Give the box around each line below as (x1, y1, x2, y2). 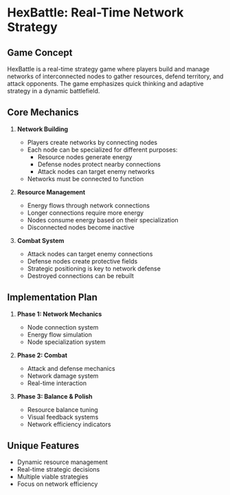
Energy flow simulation (27, 330, 93, 338)
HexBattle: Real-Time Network (7, 5, 184, 21)
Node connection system (27, 323, 99, 331)
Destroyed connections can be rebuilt (27, 271, 134, 279)
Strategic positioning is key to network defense (27, 264, 161, 273)
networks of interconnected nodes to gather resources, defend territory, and (7, 72, 224, 80)
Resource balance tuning (27, 405, 98, 413)
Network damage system (27, 371, 99, 380)
